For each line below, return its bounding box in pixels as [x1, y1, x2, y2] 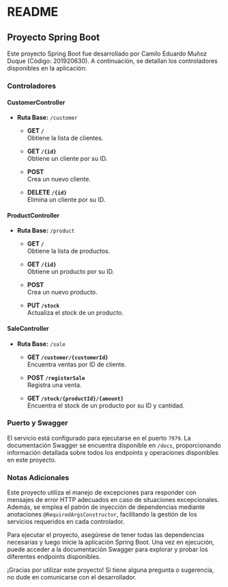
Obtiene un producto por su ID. [27, 268, 115, 276]
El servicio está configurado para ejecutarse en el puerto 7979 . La [7, 434, 191, 442]
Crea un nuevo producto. [27, 288, 98, 297]
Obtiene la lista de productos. [27, 247, 111, 255]
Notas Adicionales [7, 473, 70, 482]
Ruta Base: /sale [16, 340, 66, 348]
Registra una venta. [27, 381, 82, 389]
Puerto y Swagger [7, 419, 68, 428]
